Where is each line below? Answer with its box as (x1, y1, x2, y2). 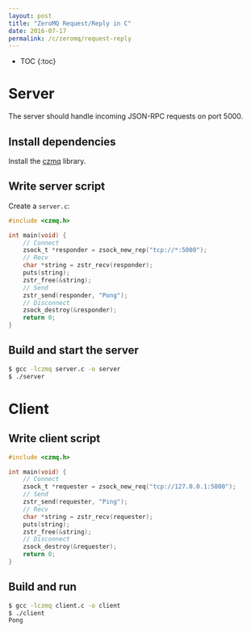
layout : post (8, 11, 52, 20)
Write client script (8, 432, 101, 446)
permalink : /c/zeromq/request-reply (8, 34, 132, 43)
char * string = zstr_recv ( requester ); (23, 513, 153, 521)
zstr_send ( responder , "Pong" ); (23, 291, 128, 299)
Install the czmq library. (8, 157, 86, 165)
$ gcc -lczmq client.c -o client (8, 601, 121, 609)
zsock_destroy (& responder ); (23, 306, 117, 315)
